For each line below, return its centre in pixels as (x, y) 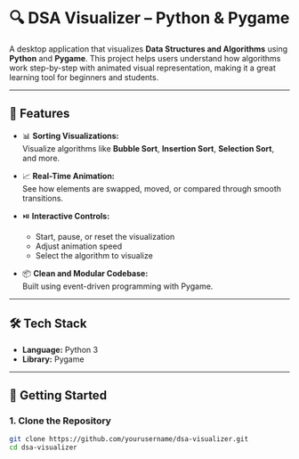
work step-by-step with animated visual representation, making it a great (142, 68)
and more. (41, 158)
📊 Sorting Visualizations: (70, 135)
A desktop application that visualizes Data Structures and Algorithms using (149, 49)
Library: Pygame (53, 359)
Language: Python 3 (60, 349)
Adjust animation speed (79, 246)
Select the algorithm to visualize (94, 255)
